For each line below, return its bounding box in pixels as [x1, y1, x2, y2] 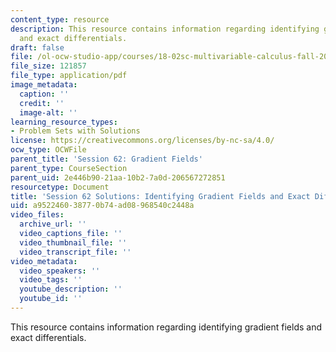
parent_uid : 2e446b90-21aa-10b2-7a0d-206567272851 [10, 172, 226, 183]
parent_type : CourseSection [10, 163, 128, 173]
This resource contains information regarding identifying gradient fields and [10, 321, 323, 333]
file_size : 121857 [10, 61, 87, 71]
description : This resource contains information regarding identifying [10, 24, 320, 34]
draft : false [10, 42, 65, 53]
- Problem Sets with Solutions [10, 126, 141, 136]
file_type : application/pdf [10, 71, 128, 81]
